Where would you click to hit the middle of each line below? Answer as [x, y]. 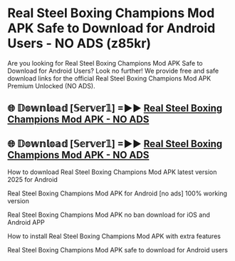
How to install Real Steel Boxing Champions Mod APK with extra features [114, 236]
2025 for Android [33, 180]
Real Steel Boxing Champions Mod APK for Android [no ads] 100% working [117, 193]
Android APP [26, 222]
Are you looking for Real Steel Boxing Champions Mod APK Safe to [105, 63]
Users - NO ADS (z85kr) [79, 43]
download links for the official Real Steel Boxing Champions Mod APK [109, 78]
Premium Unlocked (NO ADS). [51, 86]
